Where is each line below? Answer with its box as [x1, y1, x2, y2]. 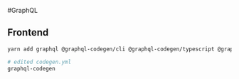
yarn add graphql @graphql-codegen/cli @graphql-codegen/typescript [7, 46, 215, 53]
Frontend [7, 26, 49, 38]
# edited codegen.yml [7, 58, 72, 65]
